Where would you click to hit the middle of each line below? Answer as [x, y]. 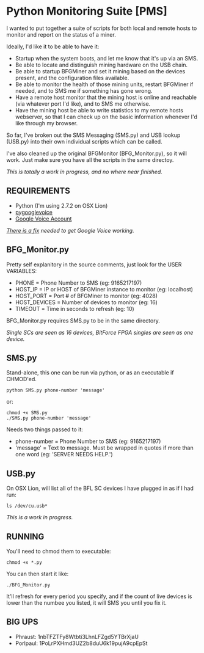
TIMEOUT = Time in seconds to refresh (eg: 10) [75, 308]
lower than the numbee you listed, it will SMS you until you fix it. [86, 603]
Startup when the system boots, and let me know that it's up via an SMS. [107, 58]
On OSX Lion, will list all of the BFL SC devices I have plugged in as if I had [100, 488]
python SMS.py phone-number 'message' [56, 390]
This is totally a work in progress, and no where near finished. [85, 172]
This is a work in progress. [40, 517]
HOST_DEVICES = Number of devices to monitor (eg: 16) [86, 302]
